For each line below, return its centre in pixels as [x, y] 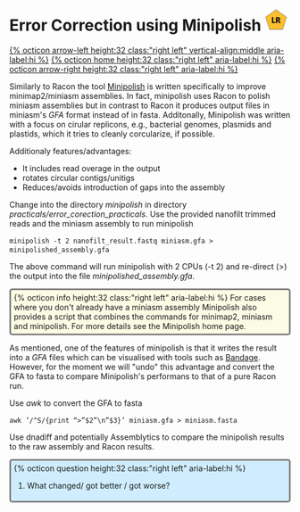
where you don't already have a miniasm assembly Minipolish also [135, 307]
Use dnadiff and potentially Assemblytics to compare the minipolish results [147, 437]
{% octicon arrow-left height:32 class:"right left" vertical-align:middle [137, 50]
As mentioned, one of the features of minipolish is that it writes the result [143, 348]
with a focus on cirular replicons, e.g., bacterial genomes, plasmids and [141, 124]
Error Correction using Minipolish [135, 25]
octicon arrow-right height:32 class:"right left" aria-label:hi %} [124, 69]
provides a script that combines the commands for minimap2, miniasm [143, 317]
